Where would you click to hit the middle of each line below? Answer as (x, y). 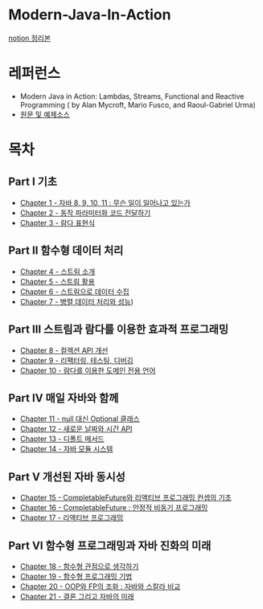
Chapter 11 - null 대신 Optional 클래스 (80, 419)
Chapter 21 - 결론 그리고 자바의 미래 (77, 596)
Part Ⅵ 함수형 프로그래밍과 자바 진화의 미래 (110, 545)
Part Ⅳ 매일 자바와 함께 (64, 398)
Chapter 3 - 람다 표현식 (57, 223)
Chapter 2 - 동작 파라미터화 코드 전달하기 (85, 213)
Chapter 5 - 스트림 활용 (57, 281)
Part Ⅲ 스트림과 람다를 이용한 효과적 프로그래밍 (119, 330)
